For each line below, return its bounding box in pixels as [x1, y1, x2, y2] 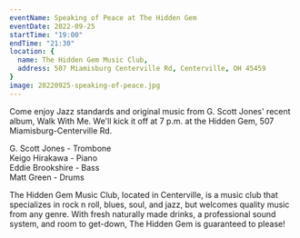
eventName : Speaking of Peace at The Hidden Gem [9, 13, 197, 23]
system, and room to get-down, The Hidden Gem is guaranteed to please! [9, 218, 285, 229]
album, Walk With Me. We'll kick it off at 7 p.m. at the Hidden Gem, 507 [9, 115, 275, 126]
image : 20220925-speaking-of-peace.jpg [9, 81, 161, 90]
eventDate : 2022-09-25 [9, 22, 95, 31]
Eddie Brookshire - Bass [9, 162, 100, 173]
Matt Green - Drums [9, 172, 85, 183]
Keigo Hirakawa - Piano [9, 152, 98, 164]
